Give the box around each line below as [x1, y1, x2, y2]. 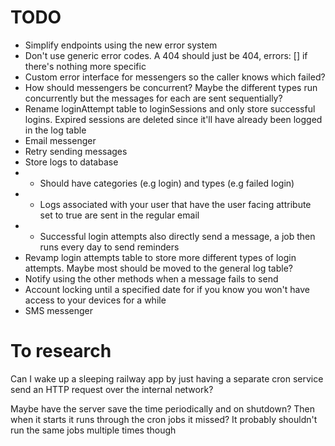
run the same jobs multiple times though [10, 424, 177, 436]
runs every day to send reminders [39, 241, 180, 253]
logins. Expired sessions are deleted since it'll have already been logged [24, 113, 323, 125]
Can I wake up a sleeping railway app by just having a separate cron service [10, 372, 324, 385]
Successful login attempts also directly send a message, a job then [39, 230, 316, 242]
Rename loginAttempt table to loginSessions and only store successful [24, 102, 316, 115]
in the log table [24, 124, 87, 136]
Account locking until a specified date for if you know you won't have [24, 283, 311, 295]
